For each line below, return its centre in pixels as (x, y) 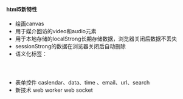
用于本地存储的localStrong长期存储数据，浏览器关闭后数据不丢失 (96, 39)
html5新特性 (22, 9)
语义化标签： (31, 54)
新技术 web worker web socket (54, 90)
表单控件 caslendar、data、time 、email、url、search (82, 83)
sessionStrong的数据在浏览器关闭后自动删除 (71, 46)
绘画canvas (29, 24)
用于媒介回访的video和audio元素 (56, 31)
